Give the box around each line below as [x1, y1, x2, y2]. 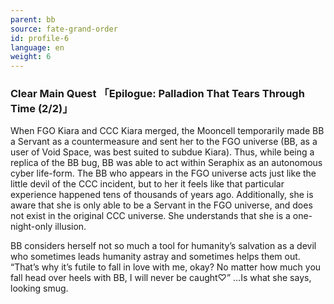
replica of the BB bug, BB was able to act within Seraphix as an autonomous [10, 157, 323, 169]
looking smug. [10, 282, 69, 295]
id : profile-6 [10, 33, 70, 43]
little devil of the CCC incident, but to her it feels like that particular [10, 178, 285, 190]
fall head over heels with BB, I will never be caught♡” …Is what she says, [10, 272, 312, 284]
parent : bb [10, 14, 56, 25]
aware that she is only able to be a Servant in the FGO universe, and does [10, 199, 313, 211]
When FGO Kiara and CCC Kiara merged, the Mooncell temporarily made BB [10, 125, 325, 137]
